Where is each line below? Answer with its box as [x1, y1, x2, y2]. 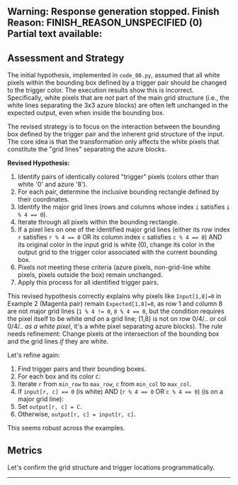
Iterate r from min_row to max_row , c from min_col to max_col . [17, 380, 192, 388]
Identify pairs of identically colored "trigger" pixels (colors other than [17, 173, 219, 181]
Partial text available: [7, 28, 103, 40]
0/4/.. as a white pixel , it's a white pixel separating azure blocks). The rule [7, 322, 223, 331]
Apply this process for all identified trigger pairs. [17, 278, 159, 287]
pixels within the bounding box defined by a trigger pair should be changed [7, 78, 227, 87]
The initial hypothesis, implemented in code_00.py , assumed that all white [7, 71, 220, 80]
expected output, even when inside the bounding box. [7, 109, 165, 117]
